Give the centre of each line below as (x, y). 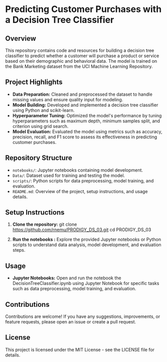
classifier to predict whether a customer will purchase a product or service (82, 56)
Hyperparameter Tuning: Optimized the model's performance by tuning (87, 115)
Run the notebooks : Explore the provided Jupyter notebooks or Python (87, 240)
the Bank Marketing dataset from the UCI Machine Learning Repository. (79, 66)
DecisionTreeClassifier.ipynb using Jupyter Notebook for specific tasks (86, 283)
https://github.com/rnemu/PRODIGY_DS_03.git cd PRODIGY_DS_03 (82, 230)
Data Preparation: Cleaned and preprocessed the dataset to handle (82, 94)
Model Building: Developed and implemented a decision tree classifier (85, 105)
